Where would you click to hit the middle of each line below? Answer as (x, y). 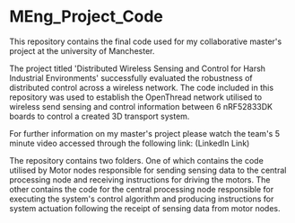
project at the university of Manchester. (82, 50)
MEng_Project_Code (86, 17)
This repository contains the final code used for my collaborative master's (146, 41)
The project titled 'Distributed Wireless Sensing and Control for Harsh (138, 68)
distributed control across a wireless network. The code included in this (142, 87)
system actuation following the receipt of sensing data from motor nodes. (145, 208)
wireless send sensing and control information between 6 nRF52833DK (141, 106)
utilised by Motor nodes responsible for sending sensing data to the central (148, 170)
